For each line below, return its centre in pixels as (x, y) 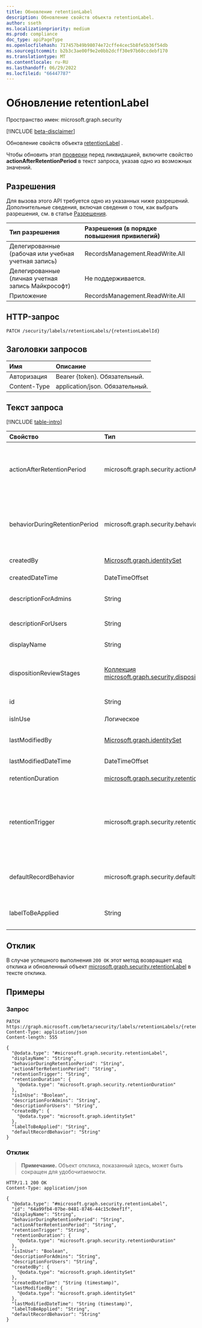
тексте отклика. (26, 973)
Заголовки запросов (47, 349)
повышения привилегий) (122, 236)
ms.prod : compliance (32, 34)
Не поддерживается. (115, 278)
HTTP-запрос (33, 317)
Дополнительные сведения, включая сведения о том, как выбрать (92, 207)
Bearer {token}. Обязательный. (100, 377)
